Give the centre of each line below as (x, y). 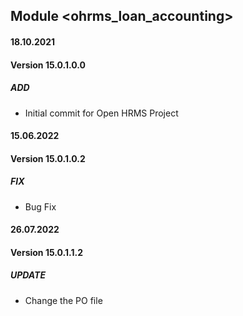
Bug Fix (40, 206)
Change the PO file (63, 300)
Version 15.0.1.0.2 (48, 158)
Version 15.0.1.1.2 (46, 252)
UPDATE (28, 275)
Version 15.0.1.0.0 (48, 65)
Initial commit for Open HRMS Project (101, 113)
